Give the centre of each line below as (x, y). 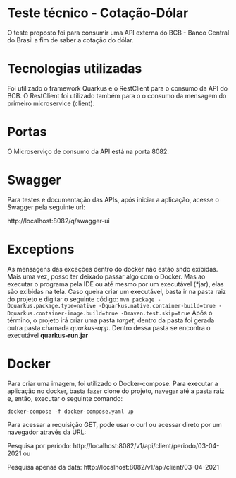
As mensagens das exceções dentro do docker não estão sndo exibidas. (113, 269)
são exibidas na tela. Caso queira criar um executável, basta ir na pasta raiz (117, 291)
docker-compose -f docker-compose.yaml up (70, 412)
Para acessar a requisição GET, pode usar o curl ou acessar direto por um (114, 424)
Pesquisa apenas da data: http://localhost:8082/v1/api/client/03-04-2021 (113, 467)
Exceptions (41, 249)
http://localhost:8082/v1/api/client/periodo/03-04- (146, 445)
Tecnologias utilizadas (75, 69)
